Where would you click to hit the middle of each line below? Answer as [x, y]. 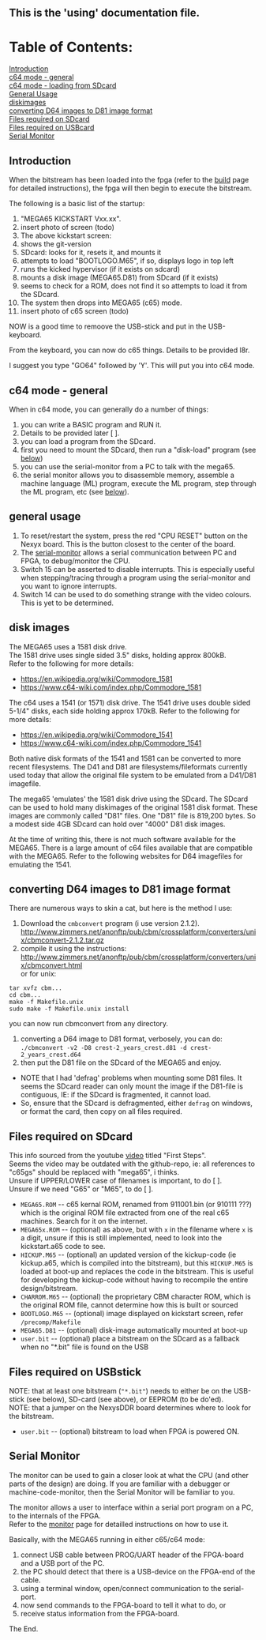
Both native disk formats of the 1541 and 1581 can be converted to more [125, 758]
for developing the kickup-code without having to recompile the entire [134, 1280]
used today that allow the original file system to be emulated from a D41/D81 [133, 775]
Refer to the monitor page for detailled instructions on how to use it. [119, 1524]
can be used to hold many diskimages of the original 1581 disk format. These [133, 807]
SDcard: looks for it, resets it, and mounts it [91, 253]
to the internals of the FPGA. [55, 1515]
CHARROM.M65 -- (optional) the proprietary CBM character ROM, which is [135, 1297]
